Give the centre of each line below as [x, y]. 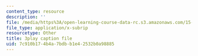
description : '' [26, 17]
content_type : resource [35, 11]
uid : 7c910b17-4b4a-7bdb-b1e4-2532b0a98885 [60, 44]
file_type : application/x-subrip [47, 28]
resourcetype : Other [32, 33]
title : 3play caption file [39, 38]
